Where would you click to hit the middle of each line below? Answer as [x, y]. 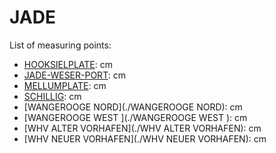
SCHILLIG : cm [52, 96]
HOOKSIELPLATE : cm [68, 64]
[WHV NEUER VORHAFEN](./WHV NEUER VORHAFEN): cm [145, 138]
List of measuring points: [60, 45]
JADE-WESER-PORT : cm [74, 75]
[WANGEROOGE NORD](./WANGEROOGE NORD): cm [133, 107]
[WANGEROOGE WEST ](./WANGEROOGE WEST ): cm [135, 117]
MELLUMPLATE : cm [65, 85]
